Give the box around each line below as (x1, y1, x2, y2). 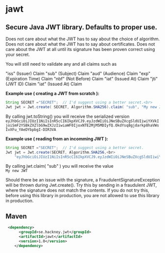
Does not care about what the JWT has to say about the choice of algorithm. (5, 36, 160, 42)
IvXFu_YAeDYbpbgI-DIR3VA (5, 127, 56, 132)
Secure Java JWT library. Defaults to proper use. (5, 23, 158, 31)
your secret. (5, 51, 30, 57)
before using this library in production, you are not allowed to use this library (5, 193, 160, 199)
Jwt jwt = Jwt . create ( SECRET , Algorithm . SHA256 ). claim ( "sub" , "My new (5, 104, 157, 109)
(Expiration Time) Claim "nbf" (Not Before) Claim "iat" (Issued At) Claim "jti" (5, 76, 158, 81)
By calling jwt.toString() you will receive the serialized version (5, 113, 130, 119)
